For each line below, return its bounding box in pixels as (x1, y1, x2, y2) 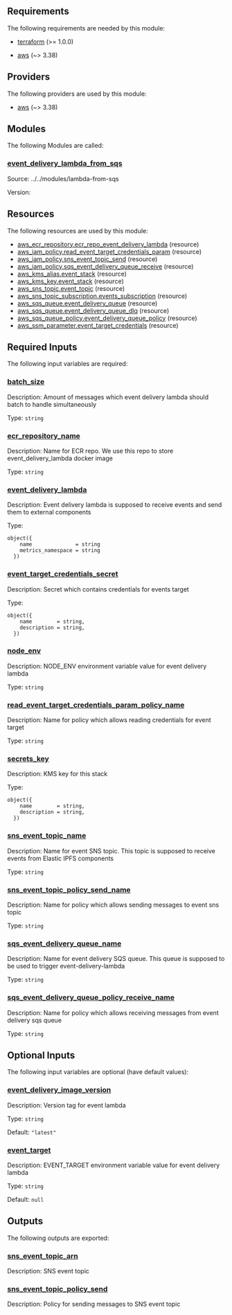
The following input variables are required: (7, 360, 128, 368)
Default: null (7, 1196, 44, 1204)
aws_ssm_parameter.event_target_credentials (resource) (17, 321, 179, 329)
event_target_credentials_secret (7, 569, 119, 579)
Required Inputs (7, 341, 78, 353)
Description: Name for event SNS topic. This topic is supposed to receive (7, 846, 216, 855)
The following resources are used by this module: (7, 226, 149, 235)
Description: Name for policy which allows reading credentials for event (7, 716, 211, 724)
